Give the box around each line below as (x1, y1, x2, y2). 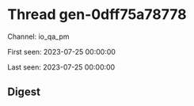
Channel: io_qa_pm (7, 32, 70, 41)
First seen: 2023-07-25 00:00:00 (7, 47, 116, 56)
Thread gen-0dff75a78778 (7, 6, 187, 24)
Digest (7, 85, 41, 99)
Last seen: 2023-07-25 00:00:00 (7, 62, 116, 72)
